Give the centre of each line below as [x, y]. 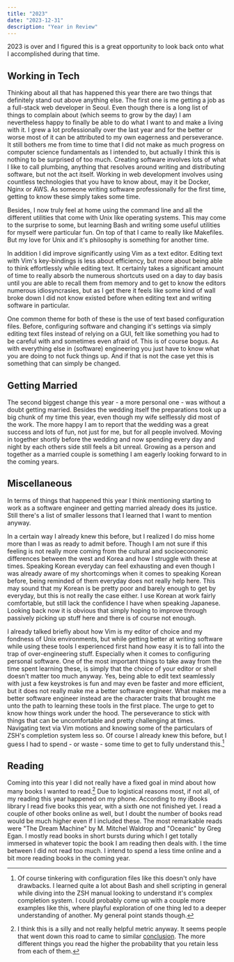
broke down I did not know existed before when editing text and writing [109, 298]
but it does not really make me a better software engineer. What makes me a [117, 691]
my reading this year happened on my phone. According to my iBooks [107, 799]
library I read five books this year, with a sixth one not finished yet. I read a [114, 806]
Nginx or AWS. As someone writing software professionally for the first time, [117, 189]
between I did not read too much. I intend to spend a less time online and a [114, 850]
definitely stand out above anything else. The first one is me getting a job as [116, 100]
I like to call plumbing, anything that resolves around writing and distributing [116, 167]
